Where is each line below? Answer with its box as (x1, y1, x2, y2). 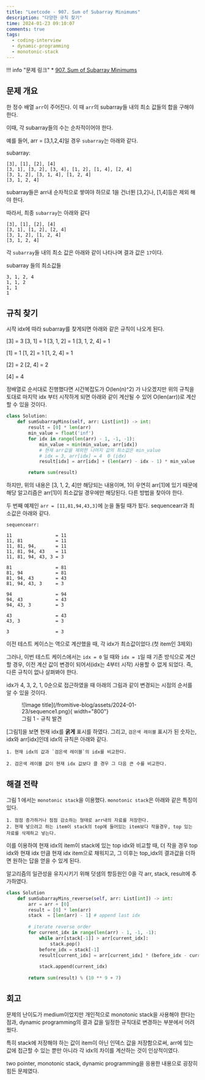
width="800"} (73, 708, 109, 715)
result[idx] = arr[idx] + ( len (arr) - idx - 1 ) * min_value (38, 459, 195, 465)
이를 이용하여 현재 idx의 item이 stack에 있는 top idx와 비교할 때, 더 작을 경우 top (6, 841, 198, 849)
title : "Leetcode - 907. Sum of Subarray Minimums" (6, 9, 140, 15)
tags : (6, 32, 20, 38)
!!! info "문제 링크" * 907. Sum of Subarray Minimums (6, 66, 137, 73)
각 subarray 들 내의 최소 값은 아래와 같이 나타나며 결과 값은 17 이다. (6, 249, 164, 256)
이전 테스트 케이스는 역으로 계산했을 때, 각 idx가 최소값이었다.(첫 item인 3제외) (6, 640, 193, 648)
